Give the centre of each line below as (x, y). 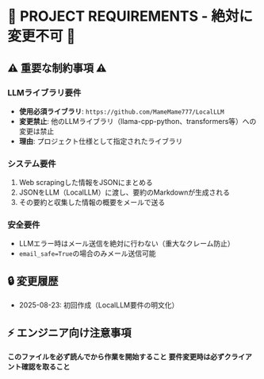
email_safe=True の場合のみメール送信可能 (87, 253)
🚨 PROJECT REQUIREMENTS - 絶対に (130, 16)
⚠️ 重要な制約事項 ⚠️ (57, 68)
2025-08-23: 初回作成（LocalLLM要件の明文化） (99, 305)
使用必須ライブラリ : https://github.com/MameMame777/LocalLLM (121, 111)
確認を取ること (46, 367)
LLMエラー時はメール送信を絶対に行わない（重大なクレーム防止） (126, 244)
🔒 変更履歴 (33, 281)
